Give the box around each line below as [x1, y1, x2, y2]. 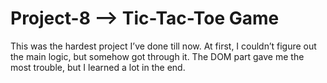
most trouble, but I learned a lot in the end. [10, 61, 186, 73]
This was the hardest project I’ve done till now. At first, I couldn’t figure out [10, 40, 317, 52]
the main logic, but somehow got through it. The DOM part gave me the [10, 50, 305, 62]
